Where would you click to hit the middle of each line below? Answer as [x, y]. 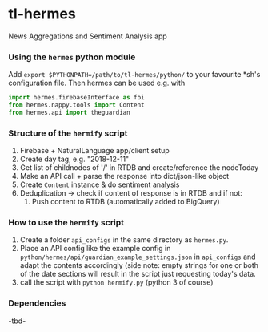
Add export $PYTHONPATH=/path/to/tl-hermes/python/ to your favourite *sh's [134, 75]
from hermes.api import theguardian [69, 112]
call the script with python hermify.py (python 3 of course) [116, 282]
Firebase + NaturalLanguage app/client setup [94, 151]
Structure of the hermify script [68, 133]
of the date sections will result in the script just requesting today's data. [138, 274]
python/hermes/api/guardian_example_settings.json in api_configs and [138, 257]
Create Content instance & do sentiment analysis [100, 184]
